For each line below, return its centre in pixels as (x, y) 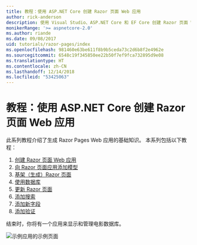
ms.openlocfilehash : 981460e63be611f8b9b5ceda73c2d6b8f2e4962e (85, 50)
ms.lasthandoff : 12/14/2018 (40, 72)
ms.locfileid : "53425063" (38, 77)
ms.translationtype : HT (35, 61)
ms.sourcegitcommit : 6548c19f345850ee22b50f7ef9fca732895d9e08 (85, 55)
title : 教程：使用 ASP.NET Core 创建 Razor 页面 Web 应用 (74, 11)
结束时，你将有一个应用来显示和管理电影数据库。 (65, 224)
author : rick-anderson (34, 17)
